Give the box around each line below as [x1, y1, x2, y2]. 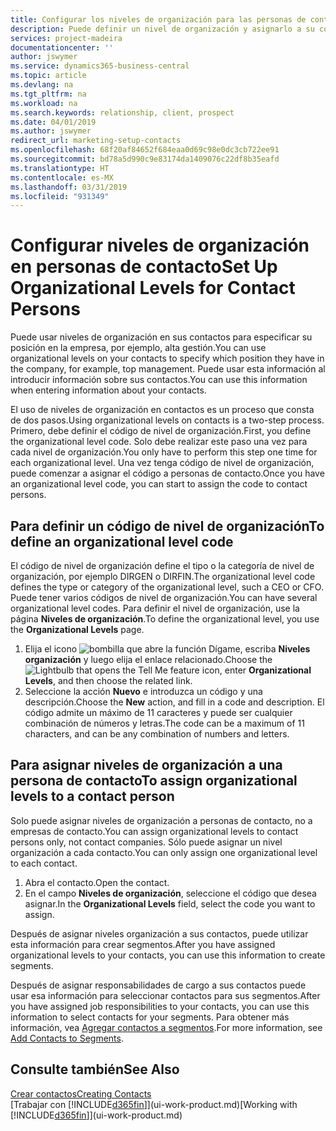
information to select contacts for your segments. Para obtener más [10, 1011, 290, 1023]
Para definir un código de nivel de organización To [10, 517, 325, 535]
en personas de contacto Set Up [10, 256, 278, 278]
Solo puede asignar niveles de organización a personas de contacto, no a [10, 814, 313, 826]
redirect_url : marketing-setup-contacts [10, 136, 182, 146]
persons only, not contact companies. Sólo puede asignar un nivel [10, 836, 283, 848]
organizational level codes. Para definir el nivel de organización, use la [10, 602, 300, 614]
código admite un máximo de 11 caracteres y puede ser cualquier [24, 707, 293, 718]
